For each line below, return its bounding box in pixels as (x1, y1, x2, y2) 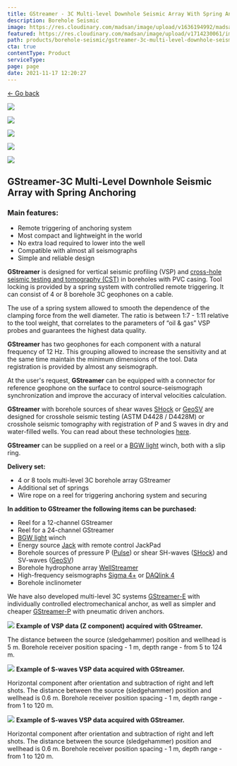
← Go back (7, 89, 40, 98)
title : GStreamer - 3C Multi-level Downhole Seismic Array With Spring (7, 10, 222, 18)
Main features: (7, 208, 59, 218)
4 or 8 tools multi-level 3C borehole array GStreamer (17, 476, 171, 485)
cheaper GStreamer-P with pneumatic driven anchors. (7, 607, 164, 615)
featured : (7, 30, 37, 37)
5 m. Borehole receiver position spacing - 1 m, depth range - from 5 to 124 (7, 643, 223, 652)
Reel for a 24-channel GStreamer (17, 526, 114, 534)
